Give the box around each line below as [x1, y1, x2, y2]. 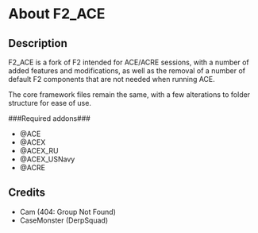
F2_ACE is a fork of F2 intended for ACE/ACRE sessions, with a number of [8, 57, 249, 67]
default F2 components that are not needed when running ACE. [8, 75, 216, 83]
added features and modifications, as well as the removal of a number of [8, 66, 246, 76]
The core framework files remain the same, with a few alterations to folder [8, 90, 251, 99]
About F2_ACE [8, 5, 106, 23]
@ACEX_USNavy [19, 154, 75, 164]
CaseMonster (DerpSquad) [19, 216, 109, 225]
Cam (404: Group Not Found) [19, 207, 117, 216]
